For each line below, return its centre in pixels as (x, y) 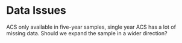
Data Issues (36, 10)
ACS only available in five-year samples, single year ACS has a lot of (91, 27)
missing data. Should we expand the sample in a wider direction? (87, 33)
